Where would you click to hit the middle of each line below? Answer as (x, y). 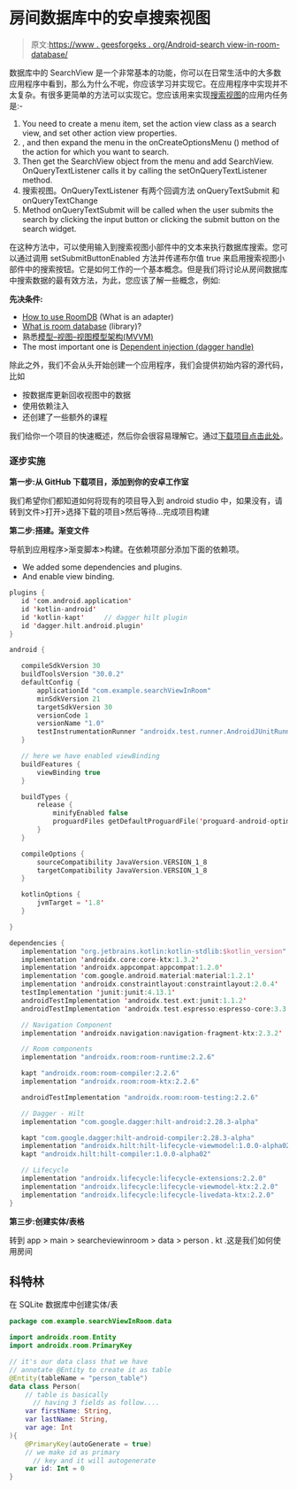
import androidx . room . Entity (63, 1338)
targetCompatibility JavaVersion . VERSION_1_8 (122, 870)
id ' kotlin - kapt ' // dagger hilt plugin (104, 617)
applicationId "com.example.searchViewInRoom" (124, 690)
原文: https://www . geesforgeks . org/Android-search (128, 44)
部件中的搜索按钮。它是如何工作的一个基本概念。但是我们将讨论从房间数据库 (148, 269)
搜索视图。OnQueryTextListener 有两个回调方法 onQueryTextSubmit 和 (151, 190)
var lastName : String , (67, 1419)
